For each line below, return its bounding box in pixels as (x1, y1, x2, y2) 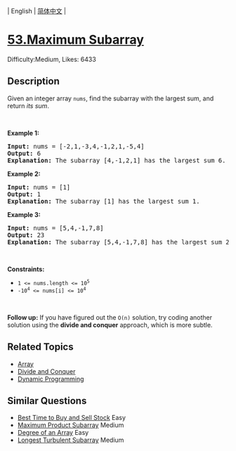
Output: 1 (7, 190, 41, 198)
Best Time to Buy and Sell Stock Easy (17, 414, 126, 422)
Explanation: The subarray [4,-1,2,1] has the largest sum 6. (7, 156, 226, 164)
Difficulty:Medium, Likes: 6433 (7, 55, 96, 63)
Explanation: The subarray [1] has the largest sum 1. (7, 197, 200, 205)
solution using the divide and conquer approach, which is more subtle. (7, 320, 213, 329)
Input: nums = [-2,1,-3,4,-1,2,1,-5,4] (7, 142, 145, 150)
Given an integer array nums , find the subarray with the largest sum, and (7, 94, 214, 103)
